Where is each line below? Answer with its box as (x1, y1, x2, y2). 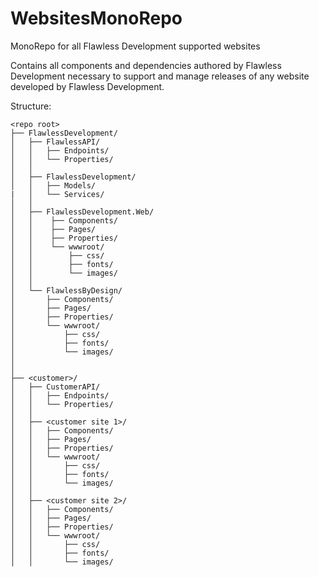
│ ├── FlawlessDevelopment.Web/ (10, 207, 155, 217)
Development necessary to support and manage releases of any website (10, 70, 310, 82)
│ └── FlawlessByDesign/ (10, 285, 123, 296)
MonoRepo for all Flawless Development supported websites (10, 40, 261, 52)
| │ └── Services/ (10, 189, 105, 199)
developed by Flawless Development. (10, 80, 165, 92)
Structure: (10, 100, 52, 112)
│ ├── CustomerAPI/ (10, 382, 101, 392)
